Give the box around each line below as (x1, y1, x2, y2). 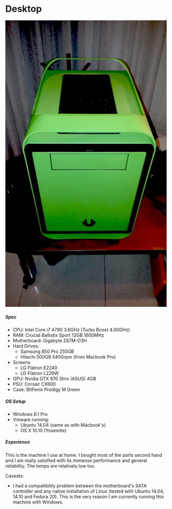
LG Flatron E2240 (20, 364, 58, 371)
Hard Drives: (12, 343, 39, 349)
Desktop (5, 3, 42, 15)
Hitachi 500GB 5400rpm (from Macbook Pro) (20, 353, 116, 360)
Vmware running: (12, 416, 50, 423)
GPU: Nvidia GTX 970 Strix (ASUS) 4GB (12, 375, 96, 382)
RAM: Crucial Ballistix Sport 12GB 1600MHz (12, 332, 104, 338)
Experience (5, 439, 30, 445)
